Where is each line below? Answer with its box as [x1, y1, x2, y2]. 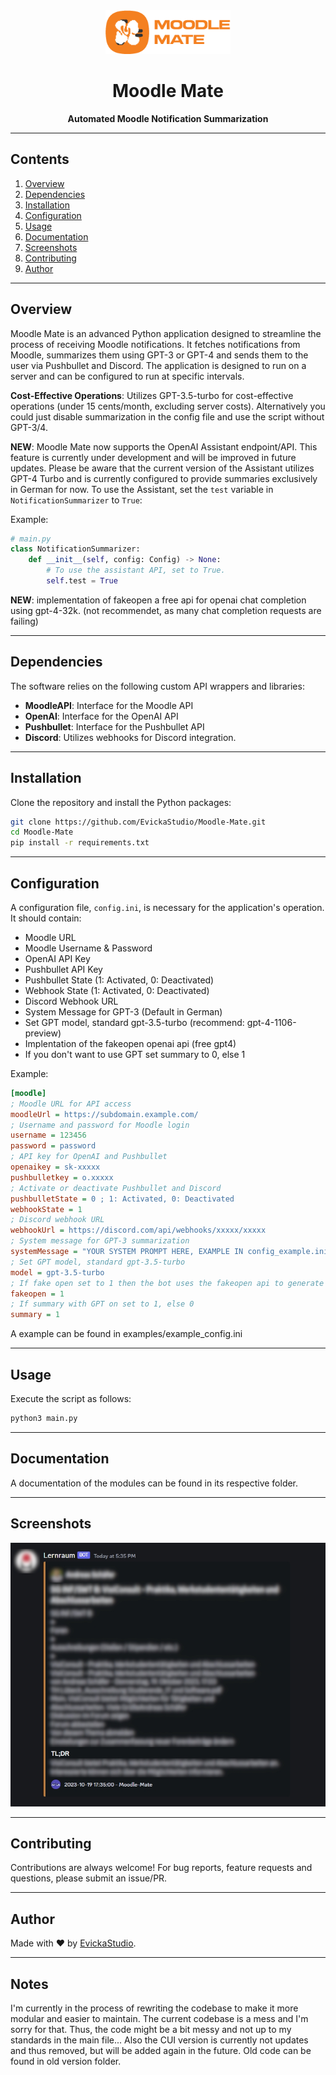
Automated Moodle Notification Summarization [67, 112, 269, 124]
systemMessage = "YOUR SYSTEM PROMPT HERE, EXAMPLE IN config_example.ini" [10, 1247, 333, 1257]
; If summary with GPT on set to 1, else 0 [10, 1299, 195, 1309]
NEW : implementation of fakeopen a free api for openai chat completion [10, 594, 307, 606]
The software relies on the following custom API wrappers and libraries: [10, 680, 305, 692]
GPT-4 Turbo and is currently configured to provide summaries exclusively [10, 472, 318, 484]
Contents [10, 151, 70, 168]
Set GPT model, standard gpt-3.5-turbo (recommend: [24, 1016, 245, 1028]
